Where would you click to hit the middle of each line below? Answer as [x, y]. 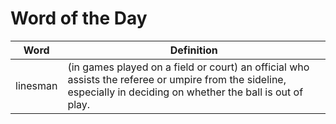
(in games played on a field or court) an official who [188, 67]
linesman [36, 85]
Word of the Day [79, 18]
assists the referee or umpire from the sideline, [177, 79]
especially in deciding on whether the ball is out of [185, 92]
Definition [193, 50]
